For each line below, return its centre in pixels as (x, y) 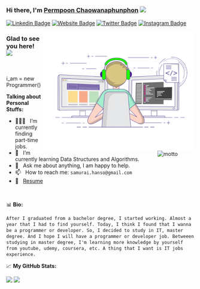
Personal (18, 103)
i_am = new (20, 79)
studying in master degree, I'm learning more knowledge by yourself (95, 242)
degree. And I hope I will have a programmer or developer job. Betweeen (100, 236)
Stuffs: (15, 109)
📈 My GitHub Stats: (31, 266)
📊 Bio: (15, 204)
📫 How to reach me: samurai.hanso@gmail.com (73, 172)
